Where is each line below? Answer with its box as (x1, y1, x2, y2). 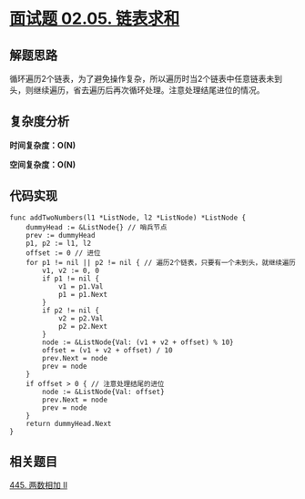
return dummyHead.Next (25, 419, 112, 428)
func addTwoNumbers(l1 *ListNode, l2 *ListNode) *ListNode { (9, 213, 247, 222)
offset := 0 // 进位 (25, 248, 101, 258)
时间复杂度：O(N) (9, 139, 76, 150)
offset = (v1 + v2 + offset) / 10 (42, 345, 173, 355)
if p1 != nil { (42, 274, 100, 283)
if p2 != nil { (42, 306, 100, 315)
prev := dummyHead (25, 230, 96, 239)
